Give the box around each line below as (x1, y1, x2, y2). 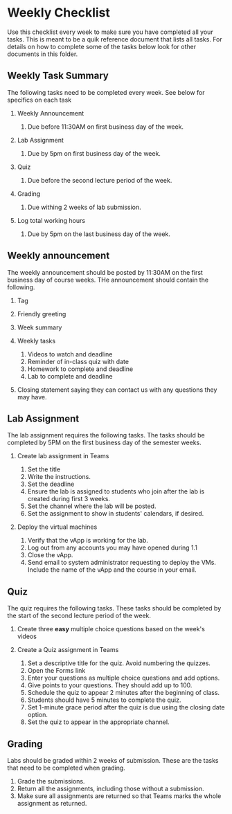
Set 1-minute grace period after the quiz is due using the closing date (27, 703, 225, 712)
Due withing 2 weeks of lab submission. (27, 203, 142, 211)
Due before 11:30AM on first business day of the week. (27, 123, 184, 131)
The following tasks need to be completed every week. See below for (7, 88, 205, 96)
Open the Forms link (27, 667, 86, 675)
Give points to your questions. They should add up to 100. (27, 681, 193, 689)
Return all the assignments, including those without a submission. (17, 784, 204, 793)
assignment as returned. (17, 799, 87, 807)
